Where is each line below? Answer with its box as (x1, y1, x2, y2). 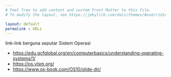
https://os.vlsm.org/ (12, 61, 54, 67)
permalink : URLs (5, 26, 42, 31)
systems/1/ (12, 56, 36, 62)
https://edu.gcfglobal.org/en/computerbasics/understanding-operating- (12, 50, 164, 56)
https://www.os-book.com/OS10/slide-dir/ (12, 66, 101, 72)
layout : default (5, 21, 40, 27)
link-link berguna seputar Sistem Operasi (5, 40, 91, 46)
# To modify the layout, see (5, 12, 67, 17)
